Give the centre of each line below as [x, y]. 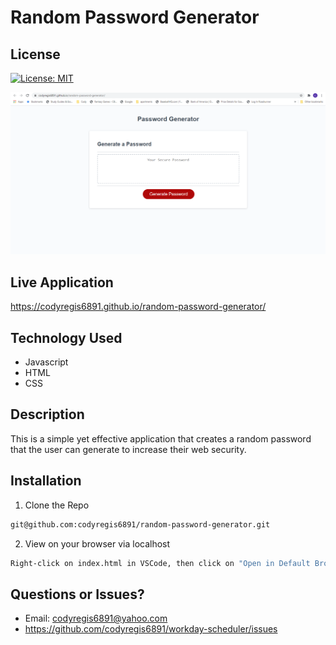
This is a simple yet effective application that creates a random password [161, 438]
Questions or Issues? [77, 594]
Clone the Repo [57, 505]
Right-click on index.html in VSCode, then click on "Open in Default [160, 563]
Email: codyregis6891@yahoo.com [96, 618]
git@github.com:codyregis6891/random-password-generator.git [140, 524]
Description [47, 414]
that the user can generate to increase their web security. [128, 449]
